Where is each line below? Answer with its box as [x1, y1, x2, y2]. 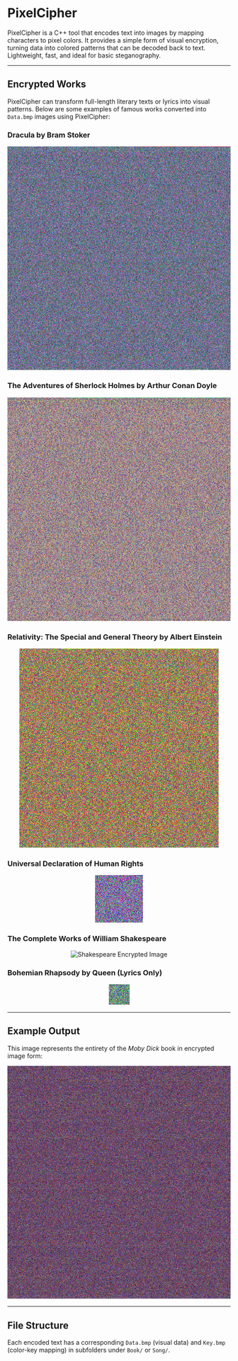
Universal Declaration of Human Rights [7, 859, 144, 869]
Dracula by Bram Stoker [7, 130, 91, 140]
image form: [7, 1052, 43, 1060]
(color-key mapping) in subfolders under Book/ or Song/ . [7, 1346, 171, 1355]
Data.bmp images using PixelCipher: [7, 112, 110, 121]
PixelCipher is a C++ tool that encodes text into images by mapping [7, 28, 204, 37]
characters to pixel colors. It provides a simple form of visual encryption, [7, 35, 219, 44]
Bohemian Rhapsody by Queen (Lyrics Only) [7, 967, 163, 977]
